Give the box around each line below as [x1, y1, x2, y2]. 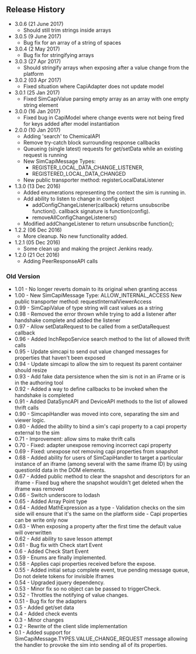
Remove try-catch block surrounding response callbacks [23, 139, 160, 146]
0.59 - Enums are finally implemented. [14, 554, 107, 561]
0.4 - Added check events [14, 611, 78, 618]
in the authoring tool [14, 379, 63, 387]
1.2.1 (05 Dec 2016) [14, 239, 60, 246]
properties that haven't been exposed [14, 354, 106, 361]
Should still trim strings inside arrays [23, 26, 111, 33]
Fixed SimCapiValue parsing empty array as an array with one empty [23, 95, 189, 102]
